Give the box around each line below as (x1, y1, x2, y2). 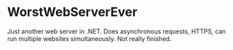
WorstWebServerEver (7, 4, 138, 20)
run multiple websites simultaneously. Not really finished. (7, 34, 172, 42)
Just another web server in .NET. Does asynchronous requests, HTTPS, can (7, 27, 226, 35)
